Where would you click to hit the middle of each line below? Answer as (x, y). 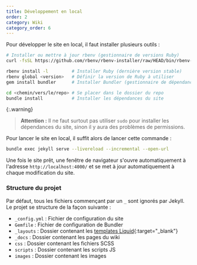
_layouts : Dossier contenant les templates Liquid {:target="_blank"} (96, 231)
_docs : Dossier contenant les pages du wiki (67, 237)
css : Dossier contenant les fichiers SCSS (64, 243)
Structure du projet (34, 188)
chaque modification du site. (40, 173)
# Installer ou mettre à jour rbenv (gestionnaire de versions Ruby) (93, 55)
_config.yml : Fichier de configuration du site (69, 218)
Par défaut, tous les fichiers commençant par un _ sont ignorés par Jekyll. (95, 201)
